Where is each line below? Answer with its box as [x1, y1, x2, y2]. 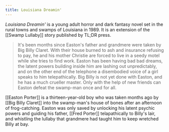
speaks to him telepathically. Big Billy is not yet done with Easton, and [17, 74, 162, 80]
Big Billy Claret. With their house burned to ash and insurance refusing [17, 47, 164, 53]
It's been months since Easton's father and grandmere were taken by [17, 41, 161, 48]
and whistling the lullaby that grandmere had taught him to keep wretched [5, 115, 159, 121]
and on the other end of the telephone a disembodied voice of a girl [17, 69, 158, 75]
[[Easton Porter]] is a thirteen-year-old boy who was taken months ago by [5, 94, 159, 100]
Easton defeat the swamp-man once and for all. [17, 84, 117, 91]
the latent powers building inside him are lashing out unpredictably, [17, 63, 157, 69]
